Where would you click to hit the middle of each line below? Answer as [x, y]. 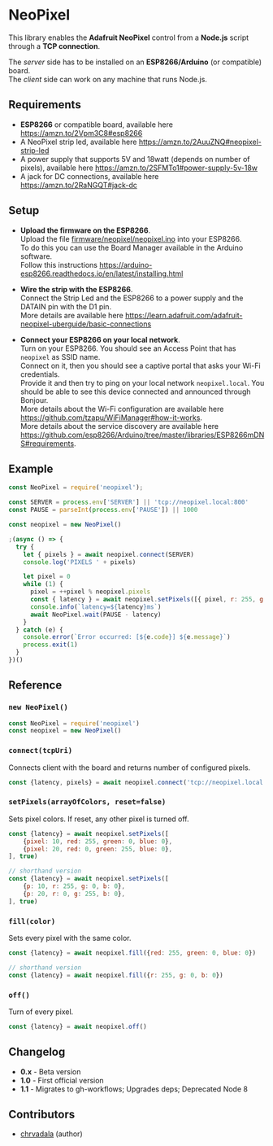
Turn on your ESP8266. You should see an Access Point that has [128, 348]
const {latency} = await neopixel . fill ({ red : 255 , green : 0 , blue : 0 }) [132, 953]
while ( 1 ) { [43, 584]
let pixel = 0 [47, 577]
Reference [35, 685]
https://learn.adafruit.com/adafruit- [184, 315]
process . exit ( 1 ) [51, 645]
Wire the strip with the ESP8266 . [76, 289]
